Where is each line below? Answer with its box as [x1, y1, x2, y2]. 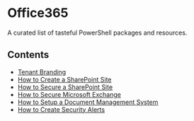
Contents [7, 49, 50, 61]
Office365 [7, 5, 69, 21]
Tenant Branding [17, 67, 67, 76]
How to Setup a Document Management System [17, 98, 159, 106]
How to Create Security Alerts [17, 105, 105, 114]
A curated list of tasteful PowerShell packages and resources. [7, 28, 188, 37]
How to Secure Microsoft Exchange [17, 90, 122, 98]
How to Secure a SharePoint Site [17, 83, 113, 91]
